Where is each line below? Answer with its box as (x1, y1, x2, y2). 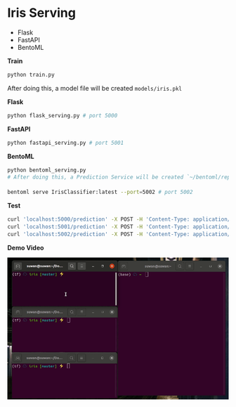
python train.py (7, 71, 55, 78)
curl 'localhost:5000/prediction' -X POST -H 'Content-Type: (7, 216, 190, 223)
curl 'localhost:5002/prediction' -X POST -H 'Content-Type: (7, 231, 190, 238)
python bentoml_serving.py (7, 167, 86, 174)
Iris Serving (7, 5, 76, 21)
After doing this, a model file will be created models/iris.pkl (7, 84, 183, 92)
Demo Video (7, 243, 44, 252)
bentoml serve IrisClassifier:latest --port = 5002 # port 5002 (7, 188, 193, 196)
